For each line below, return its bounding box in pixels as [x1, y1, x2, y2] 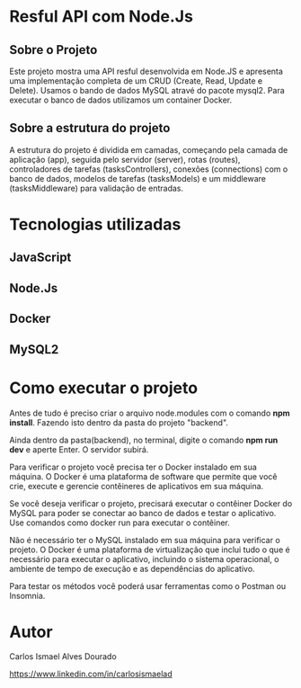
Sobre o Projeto [9, 42, 98, 58]
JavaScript [9, 250, 72, 265]
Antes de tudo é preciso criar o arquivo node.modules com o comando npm [9, 407, 290, 418]
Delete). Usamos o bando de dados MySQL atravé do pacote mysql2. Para [9, 85, 285, 95]
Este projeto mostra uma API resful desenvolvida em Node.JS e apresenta [9, 66, 283, 76]
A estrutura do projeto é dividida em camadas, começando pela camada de [9, 144, 288, 155]
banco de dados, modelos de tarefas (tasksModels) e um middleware [9, 173, 267, 183]
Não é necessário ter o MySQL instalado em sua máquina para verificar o [9, 534, 280, 545]
